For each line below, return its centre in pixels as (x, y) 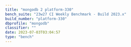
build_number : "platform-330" (36, 19)
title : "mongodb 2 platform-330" (39, 10)
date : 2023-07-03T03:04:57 (33, 32)
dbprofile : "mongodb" (27, 23)
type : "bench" (20, 37)
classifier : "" (21, 28)
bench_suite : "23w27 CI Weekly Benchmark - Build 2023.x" (66, 14)
